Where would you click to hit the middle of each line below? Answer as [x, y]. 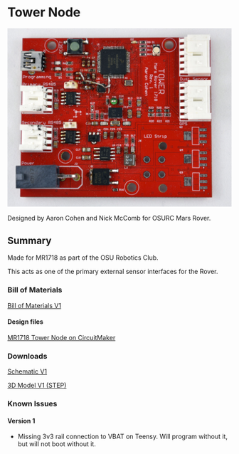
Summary [30, 240]
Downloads [27, 356]
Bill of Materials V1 [34, 305]
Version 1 [21, 421]
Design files [26, 322]
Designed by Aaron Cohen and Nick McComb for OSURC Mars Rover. [109, 218]
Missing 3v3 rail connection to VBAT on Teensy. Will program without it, [122, 437]
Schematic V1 [27, 371]
